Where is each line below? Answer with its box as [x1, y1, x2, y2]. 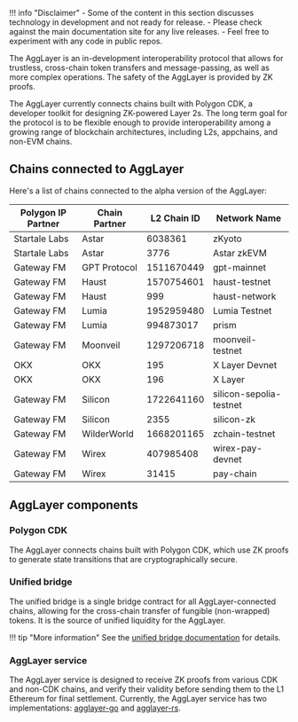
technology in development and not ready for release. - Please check [9, 17, 263, 27]
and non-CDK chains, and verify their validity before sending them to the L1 [9, 684, 285, 695]
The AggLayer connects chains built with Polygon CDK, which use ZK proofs [9, 545, 289, 555]
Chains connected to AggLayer [9, 161, 184, 177]
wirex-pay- [212, 442, 263, 454]
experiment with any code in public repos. [9, 35, 163, 46]
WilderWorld [82, 428, 135, 440]
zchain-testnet [212, 428, 276, 440]
